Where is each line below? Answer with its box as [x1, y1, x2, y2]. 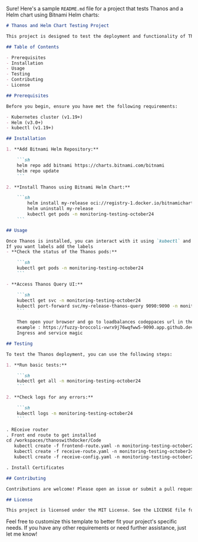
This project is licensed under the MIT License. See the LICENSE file [6, 507, 186, 513]
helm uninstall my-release [27, 206, 94, 212]
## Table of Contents [6, 44, 60, 50]
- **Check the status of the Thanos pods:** [6, 249, 117, 255]
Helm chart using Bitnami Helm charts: [6, 11, 100, 18]
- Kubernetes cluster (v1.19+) [6, 114, 83, 120]
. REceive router [6, 426, 49, 433]
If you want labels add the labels [6, 243, 94, 250]
